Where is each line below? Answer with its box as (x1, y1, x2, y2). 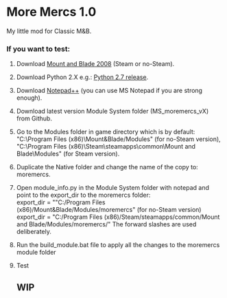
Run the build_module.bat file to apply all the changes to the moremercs (16, 241, 220, 249)
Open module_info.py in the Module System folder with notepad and (16, 184, 210, 192)
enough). (16, 94, 43, 102)
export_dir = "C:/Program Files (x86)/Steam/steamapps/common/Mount (16, 213, 220, 221)
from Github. (16, 114, 53, 123)
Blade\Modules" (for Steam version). (16, 149, 120, 158)
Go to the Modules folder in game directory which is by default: (16, 128, 195, 136)
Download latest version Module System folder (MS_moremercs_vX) (16, 107, 209, 116)
